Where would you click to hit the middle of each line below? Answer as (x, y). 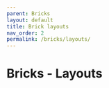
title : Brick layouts (38, 26)
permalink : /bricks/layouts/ (49, 39)
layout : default (30, 20)
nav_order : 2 (25, 33)
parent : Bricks (28, 14)
